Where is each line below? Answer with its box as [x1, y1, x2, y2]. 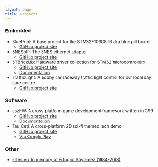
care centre [12, 79, 35, 85]
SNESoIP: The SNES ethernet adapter [12, 49, 87, 55]
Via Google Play [19, 134, 51, 139]
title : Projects [5, 12, 38, 16]
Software [5, 97, 28, 104]
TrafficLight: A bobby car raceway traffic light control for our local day [12, 75, 151, 80]
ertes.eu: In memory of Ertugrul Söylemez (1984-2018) [12, 157, 121, 163]
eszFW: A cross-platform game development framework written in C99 [12, 108, 154, 114]
